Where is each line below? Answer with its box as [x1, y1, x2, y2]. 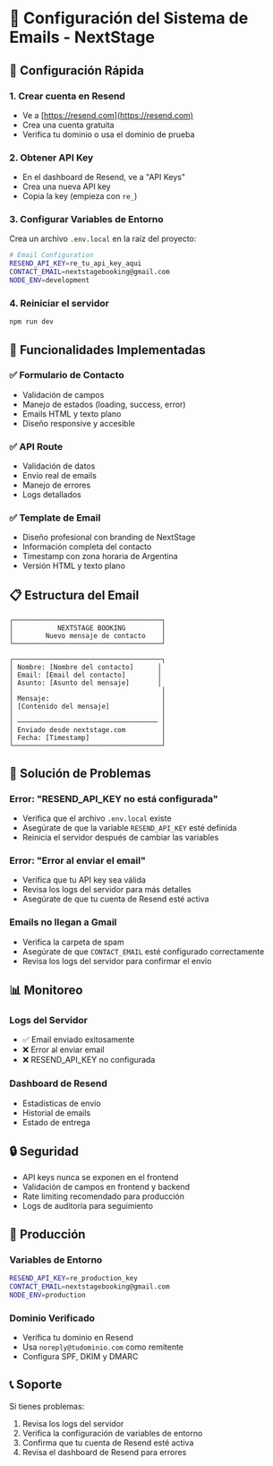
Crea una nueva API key [21, 181, 111, 192]
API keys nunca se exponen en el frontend [21, 1172, 179, 1183]
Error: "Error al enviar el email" [9, 854, 146, 867]
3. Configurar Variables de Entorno [9, 213, 164, 226]
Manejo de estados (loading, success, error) [21, 399, 186, 410]
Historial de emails [21, 1107, 91, 1118]
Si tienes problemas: [9, 1401, 85, 1411]
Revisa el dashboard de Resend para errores [21, 1446, 187, 1457]
